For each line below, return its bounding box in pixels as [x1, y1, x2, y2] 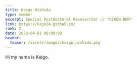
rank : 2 [5, 26, 22, 31]
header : [5, 36, 22, 41]
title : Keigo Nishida [5, 7, 51, 13]
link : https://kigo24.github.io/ [5, 21, 76, 27]
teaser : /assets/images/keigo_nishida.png [10, 40, 101, 45]
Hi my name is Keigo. [5, 54, 50, 60]
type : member [5, 12, 33, 17]
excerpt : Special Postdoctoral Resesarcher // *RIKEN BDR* [5, 17, 132, 22]
